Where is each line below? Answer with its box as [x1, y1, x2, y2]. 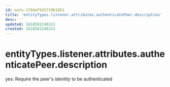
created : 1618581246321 [5, 26, 56, 32]
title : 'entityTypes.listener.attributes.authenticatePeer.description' [5, 12, 162, 17]
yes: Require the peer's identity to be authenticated [5, 76, 113, 82]
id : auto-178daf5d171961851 [5, 7, 65, 13]
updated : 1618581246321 [5, 21, 56, 27]
